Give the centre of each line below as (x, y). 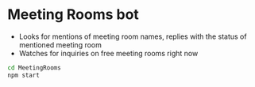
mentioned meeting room (60, 44)
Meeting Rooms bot (73, 15)
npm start (24, 75)
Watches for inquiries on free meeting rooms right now (108, 53)
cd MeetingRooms (34, 68)
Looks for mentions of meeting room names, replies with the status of (133, 36)
